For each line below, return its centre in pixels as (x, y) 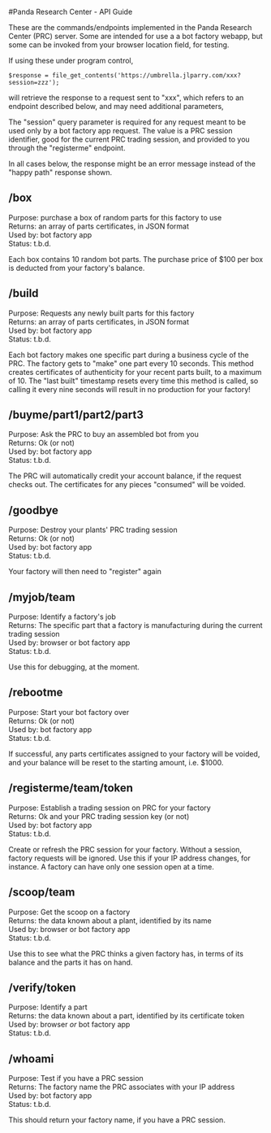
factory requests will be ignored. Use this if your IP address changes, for (129, 858)
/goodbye (34, 510)
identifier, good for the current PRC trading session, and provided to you (129, 139)
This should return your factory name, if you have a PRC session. (117, 1120)
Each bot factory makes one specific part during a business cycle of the (129, 355)
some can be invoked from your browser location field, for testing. (119, 45)
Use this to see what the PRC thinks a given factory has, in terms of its (126, 953)
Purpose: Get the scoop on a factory (69, 912)
